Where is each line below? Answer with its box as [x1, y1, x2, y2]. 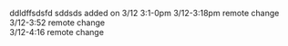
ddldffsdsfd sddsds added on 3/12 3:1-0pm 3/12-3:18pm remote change [9, 8, 280, 18]
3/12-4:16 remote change [9, 27, 105, 37]
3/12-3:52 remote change [9, 17, 106, 28]
